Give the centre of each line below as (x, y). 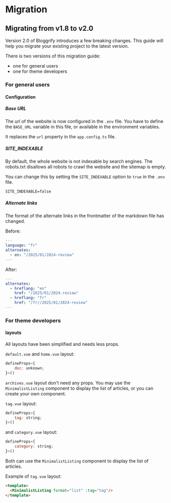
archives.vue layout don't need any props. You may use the (68, 383)
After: (11, 269)
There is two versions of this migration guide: (53, 56)
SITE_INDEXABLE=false (28, 192)
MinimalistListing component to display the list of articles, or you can (79, 388)
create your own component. (36, 393)
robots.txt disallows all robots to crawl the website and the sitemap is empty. (86, 167)
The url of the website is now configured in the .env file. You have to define (84, 121)
